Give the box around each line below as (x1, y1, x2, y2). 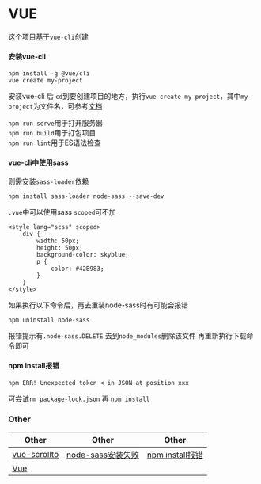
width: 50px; (36, 237, 80, 246)
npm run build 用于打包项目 (8, 128, 96, 138)
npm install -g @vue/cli (8, 70, 90, 78)
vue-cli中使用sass (8, 158, 69, 167)
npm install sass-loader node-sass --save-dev (8, 192, 165, 200)
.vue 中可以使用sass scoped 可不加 (8, 208, 116, 217)
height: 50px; (36, 244, 83, 252)
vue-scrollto (12, 448, 59, 459)
